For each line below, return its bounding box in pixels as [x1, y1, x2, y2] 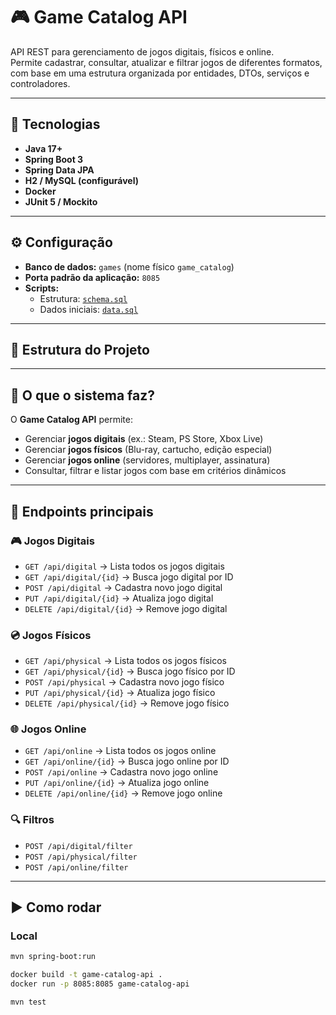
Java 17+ [24, 142, 63, 154]
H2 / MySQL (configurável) [24, 174, 140, 186]
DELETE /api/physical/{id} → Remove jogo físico [24, 697, 230, 709]
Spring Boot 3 [24, 153, 84, 165]
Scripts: [24, 282, 60, 294]
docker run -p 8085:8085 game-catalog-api [10, 979, 190, 989]
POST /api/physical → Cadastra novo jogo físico [24, 676, 225, 688]
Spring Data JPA [24, 164, 95, 176]
